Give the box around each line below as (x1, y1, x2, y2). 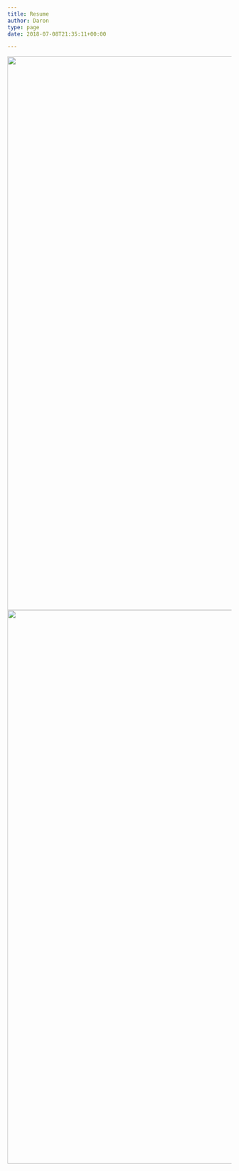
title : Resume (7, 10, 50, 18)
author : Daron (7, 17, 50, 24)
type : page (7, 24, 40, 31)
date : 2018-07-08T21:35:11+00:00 (7, 30, 107, 38)
